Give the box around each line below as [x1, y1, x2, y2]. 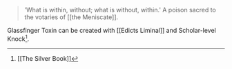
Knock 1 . [7, 33, 30, 43]
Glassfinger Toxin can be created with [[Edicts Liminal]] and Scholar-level [7, 27, 216, 34]
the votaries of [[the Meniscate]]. [23, 13, 119, 21]
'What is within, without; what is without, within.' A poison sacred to [23, 6, 216, 14]
